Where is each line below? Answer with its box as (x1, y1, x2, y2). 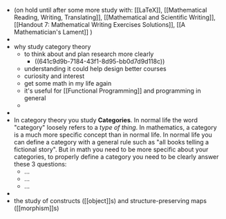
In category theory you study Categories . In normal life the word (13, 116, 198, 124)
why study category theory (13, 43, 91, 50)
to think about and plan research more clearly (23, 50, 154, 58)
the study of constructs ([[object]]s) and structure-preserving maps (13, 197, 207, 204)
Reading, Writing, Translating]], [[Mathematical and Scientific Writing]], (13, 13, 216, 21)
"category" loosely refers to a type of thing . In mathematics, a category (13, 124, 218, 131)
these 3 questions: (13, 160, 67, 168)
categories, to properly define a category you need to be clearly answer (13, 153, 219, 161)
